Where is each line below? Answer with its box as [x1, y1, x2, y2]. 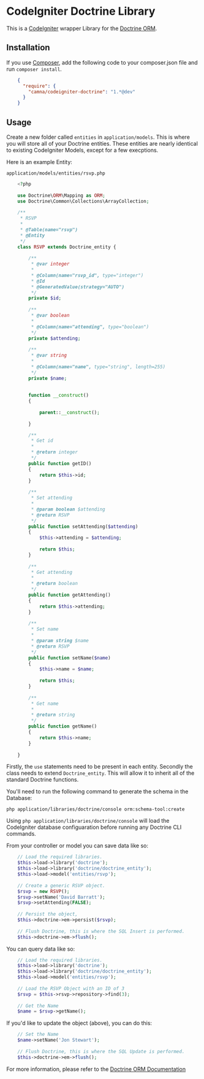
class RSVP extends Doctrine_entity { [17, 244, 116, 250]
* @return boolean [31, 581, 78, 587]
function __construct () [28, 392, 89, 399]
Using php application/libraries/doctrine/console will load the [6, 817, 170, 825]
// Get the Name [17, 1003, 59, 1009]
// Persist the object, [17, 911, 78, 917]
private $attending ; [28, 335, 81, 342]
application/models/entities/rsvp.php [6, 170, 105, 176]
